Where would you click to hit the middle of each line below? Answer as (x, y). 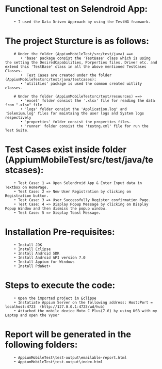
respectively (18, 117)
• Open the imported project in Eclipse (55, 298)
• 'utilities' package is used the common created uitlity (81, 83)
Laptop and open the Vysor (32, 315)
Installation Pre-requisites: (60, 232)
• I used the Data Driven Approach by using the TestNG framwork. (82, 22)
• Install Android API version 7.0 (50, 257)
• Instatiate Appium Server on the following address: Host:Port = (83, 302)
